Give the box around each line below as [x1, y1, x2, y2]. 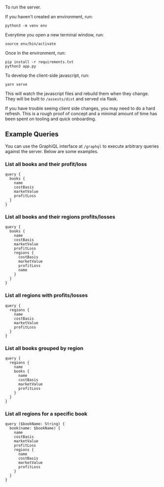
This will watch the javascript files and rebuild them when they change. [5, 91, 149, 97]
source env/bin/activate [5, 41, 56, 46]
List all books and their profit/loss [5, 161, 87, 167]
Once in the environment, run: [5, 50, 66, 56]
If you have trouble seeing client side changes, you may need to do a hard [5, 105, 155, 111]
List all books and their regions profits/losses [5, 214, 116, 221]
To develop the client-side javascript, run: [5, 72, 90, 78]
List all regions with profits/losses [5, 292, 88, 299]
